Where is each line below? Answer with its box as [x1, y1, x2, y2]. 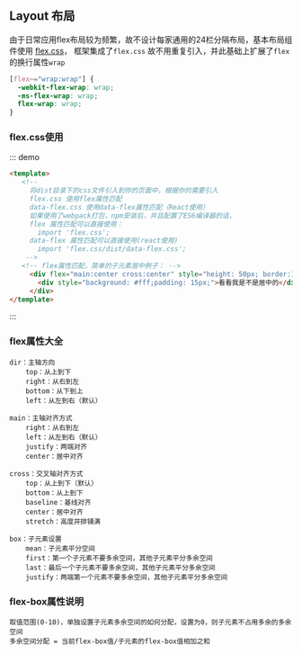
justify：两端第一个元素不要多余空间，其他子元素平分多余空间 [25, 572, 227, 582]
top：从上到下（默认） [25, 479, 99, 488]
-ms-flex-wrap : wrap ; [17, 91, 99, 101]
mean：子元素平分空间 [25, 543, 96, 553]
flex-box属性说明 [9, 595, 84, 607]
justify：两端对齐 [25, 442, 88, 452]
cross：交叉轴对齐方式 [9, 469, 84, 479]
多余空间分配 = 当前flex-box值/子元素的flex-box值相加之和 [9, 637, 211, 646]
